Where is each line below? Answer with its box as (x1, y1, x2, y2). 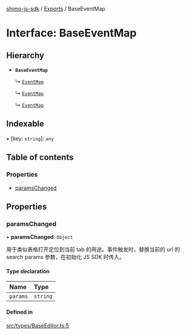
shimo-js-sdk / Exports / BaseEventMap (6, 5, 106, 12)
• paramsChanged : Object (6, 234, 74, 241)
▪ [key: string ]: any (6, 135, 54, 142)
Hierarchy (6, 50, 45, 60)
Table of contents (6, 152, 74, 162)
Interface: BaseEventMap (6, 27, 137, 40)
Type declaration (6, 267, 50, 275)
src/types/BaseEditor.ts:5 (6, 322, 69, 329)
